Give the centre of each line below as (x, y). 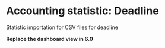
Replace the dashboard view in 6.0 (50, 39)
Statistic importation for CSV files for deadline (62, 27)
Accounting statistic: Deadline (82, 11)
